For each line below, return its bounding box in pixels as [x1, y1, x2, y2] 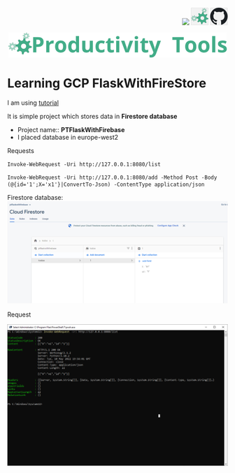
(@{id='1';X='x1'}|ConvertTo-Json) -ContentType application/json [7, 181, 205, 188]
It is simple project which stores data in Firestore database [7, 112, 178, 120]
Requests [7, 146, 35, 154]
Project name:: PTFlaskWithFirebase [17, 125, 125, 133]
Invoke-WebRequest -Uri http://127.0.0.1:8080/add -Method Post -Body [7, 174, 218, 181]
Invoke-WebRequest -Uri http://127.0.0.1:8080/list [7, 161, 161, 168]
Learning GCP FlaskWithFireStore [7, 75, 206, 92]
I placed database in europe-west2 [17, 133, 119, 141]
